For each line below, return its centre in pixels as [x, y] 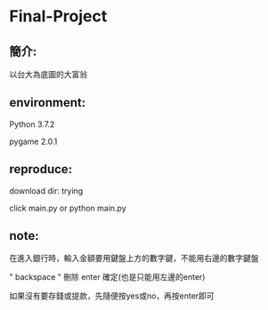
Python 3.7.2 [32, 124]
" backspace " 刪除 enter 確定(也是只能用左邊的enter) [107, 277]
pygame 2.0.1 [33, 141]
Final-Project [58, 16]
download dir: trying [46, 191]
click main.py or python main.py [68, 208]
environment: [48, 103]
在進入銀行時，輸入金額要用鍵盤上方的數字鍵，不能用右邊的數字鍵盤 [134, 258]
